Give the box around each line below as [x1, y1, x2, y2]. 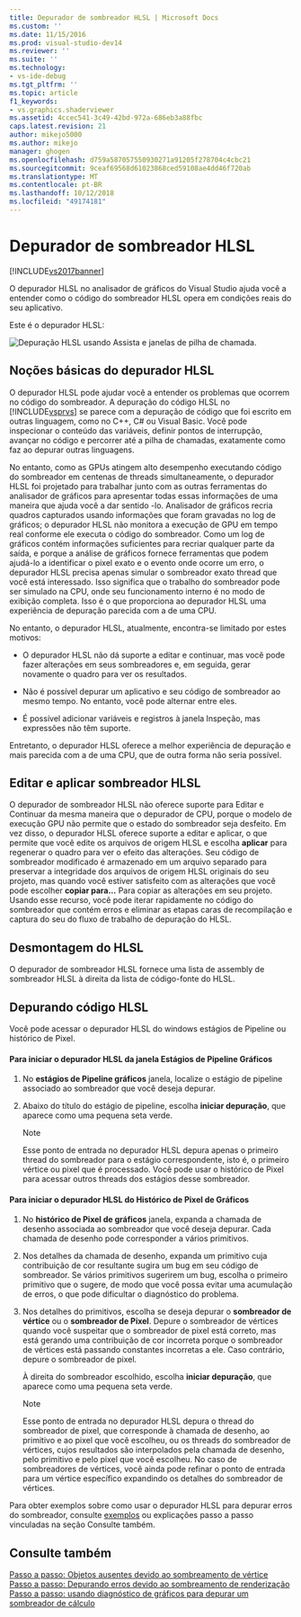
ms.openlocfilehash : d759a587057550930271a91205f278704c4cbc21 [9, 155, 252, 165]
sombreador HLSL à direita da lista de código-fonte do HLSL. [9, 973, 235, 985]
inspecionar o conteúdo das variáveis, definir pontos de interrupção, [9, 424, 263, 436]
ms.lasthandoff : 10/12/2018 [9, 189, 115, 198]
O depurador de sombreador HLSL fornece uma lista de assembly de [9, 964, 265, 975]
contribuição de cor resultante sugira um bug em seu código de [22, 1260, 259, 1271]
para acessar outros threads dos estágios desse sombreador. [22, 1174, 251, 1184]
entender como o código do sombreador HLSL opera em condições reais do [9, 292, 292, 303]
